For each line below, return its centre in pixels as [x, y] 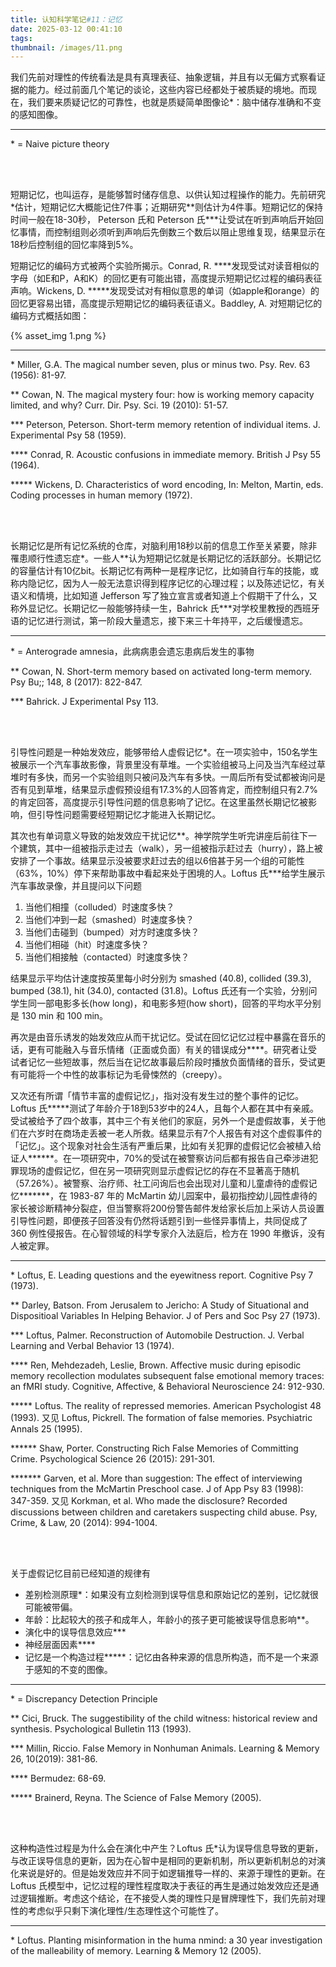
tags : [21, 38]
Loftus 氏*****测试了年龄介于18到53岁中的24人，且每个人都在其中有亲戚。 [164, 1108]
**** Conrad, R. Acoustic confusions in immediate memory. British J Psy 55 [166, 455]
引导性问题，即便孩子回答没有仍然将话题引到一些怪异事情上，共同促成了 [159, 1221]
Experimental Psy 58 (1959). [68, 435]
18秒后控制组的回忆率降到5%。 [74, 245]
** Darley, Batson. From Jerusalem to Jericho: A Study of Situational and [159, 1305]
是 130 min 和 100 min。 [59, 1016]
